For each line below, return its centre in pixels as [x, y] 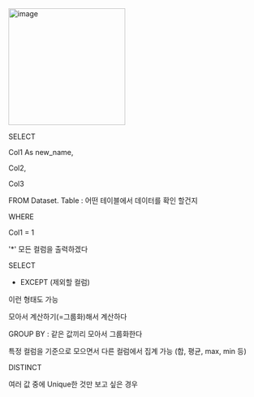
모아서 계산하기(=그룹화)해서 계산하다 [68, 317]
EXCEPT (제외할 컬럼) [55, 282]
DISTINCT [25, 367]
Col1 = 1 [22, 232]
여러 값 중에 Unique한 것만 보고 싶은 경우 [73, 384]
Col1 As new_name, [41, 152]
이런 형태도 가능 [34, 299]
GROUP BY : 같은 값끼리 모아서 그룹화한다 [75, 334]
